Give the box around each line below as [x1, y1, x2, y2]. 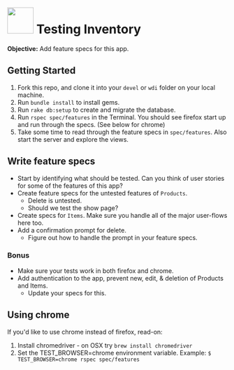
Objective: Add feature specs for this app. [7, 44, 129, 52]
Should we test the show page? [27, 203, 119, 212]
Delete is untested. [27, 196, 82, 205]
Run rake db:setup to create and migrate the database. [17, 105, 176, 114]
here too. [17, 219, 44, 227]
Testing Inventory [36, 22, 142, 38]
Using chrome [7, 309, 70, 321]
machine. [17, 91, 45, 99]
